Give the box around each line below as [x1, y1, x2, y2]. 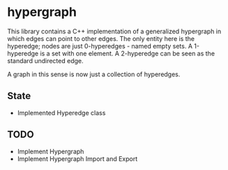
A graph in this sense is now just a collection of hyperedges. [7, 70, 181, 78]
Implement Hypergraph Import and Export [17, 154, 138, 163]
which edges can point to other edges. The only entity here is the [7, 34, 195, 42]
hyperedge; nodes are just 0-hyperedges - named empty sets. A [7, 42, 193, 50]
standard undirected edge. [7, 56, 84, 65]
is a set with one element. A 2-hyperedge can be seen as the [40, 49, 215, 58]
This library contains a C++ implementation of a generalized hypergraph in [7, 27, 222, 35]
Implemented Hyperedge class [17, 108, 106, 117]
